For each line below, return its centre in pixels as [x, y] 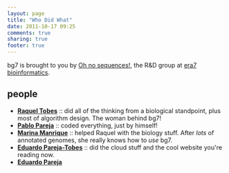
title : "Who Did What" [40, 20]
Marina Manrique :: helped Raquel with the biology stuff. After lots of [116, 132]
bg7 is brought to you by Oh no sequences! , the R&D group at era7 [102, 65]
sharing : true [28, 39]
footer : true [26, 45]
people [22, 94]
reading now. [36, 154]
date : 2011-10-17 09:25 [42, 26]
